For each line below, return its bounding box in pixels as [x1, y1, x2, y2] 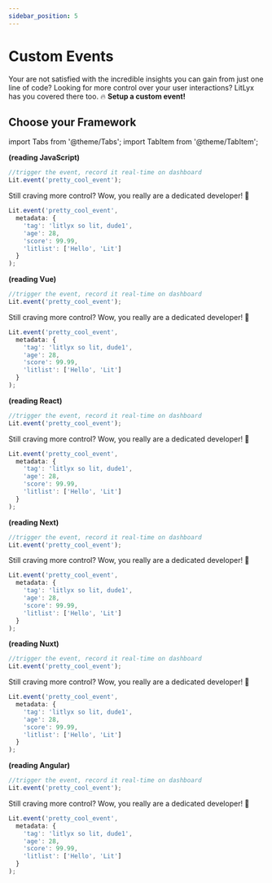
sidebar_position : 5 [8, 11, 79, 20]
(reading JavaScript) [8, 152, 80, 163]
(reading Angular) [8, 761, 71, 771]
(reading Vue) [8, 275, 57, 284]
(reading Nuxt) [8, 639, 59, 648]
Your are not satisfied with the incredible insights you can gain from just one [8, 74, 264, 84]
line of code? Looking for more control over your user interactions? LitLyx [8, 82, 255, 92]
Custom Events [8, 46, 114, 65]
